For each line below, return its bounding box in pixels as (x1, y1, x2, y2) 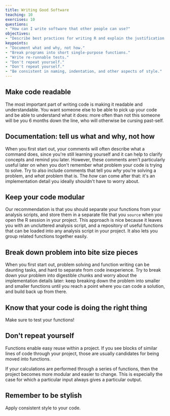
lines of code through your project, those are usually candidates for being (5, 350, 159, 356)
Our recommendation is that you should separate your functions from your (5, 206, 161, 213)
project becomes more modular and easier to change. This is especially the (5, 371, 163, 377)
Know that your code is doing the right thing (5, 303, 147, 312)
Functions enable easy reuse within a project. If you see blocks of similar (5, 345, 157, 351)
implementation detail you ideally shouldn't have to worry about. (5, 178, 140, 184)
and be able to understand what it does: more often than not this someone (5, 112, 161, 118)
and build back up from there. (5, 288, 67, 295)
